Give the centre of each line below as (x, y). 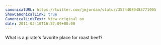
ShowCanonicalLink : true (31, 14)
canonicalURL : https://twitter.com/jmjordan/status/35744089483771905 (81, 10)
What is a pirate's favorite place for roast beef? (54, 38)
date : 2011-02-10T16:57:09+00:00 (40, 23)
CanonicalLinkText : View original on (45, 19)
